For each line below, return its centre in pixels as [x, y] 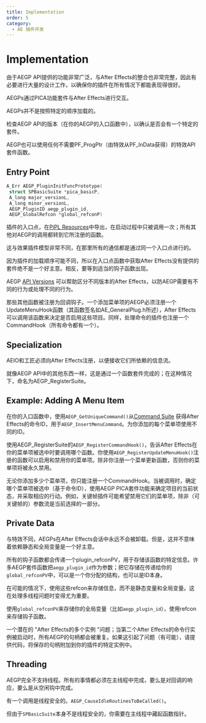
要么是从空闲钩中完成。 [47, 687]
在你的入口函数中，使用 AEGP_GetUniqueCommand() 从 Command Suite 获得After [103, 416]
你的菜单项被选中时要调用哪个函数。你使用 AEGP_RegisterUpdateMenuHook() [100, 452]
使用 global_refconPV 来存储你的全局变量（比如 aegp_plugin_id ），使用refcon [101, 608]
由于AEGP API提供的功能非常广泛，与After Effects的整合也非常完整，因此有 [101, 77]
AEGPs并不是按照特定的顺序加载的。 [53, 111]
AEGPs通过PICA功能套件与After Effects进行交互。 [69, 98]
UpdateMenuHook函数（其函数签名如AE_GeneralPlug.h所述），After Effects [101, 310]
